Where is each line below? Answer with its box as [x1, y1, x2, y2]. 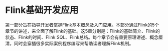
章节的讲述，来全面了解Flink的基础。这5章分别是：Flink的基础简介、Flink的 [5, 28, 160, 34]
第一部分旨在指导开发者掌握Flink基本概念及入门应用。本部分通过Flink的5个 [5, 22, 159, 28]
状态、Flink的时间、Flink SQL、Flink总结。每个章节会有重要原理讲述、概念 [5, 34, 159, 40]
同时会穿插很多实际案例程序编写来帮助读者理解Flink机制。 [14, 40, 134, 46]
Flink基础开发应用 [5, 4, 79, 16]
